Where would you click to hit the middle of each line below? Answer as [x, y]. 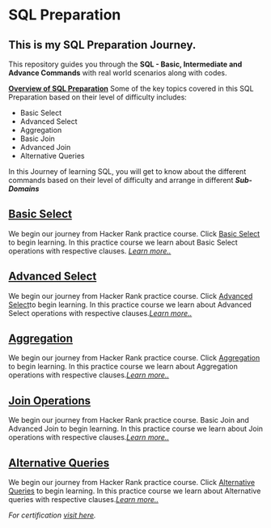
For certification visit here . [52, 515]
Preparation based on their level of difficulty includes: [98, 97]
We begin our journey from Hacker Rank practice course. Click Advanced [131, 296]
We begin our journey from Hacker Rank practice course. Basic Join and [129, 420]
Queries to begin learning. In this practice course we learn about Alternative [135, 491]
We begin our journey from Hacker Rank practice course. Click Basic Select [134, 233]
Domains [24, 189]
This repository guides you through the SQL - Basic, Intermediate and [125, 64]
